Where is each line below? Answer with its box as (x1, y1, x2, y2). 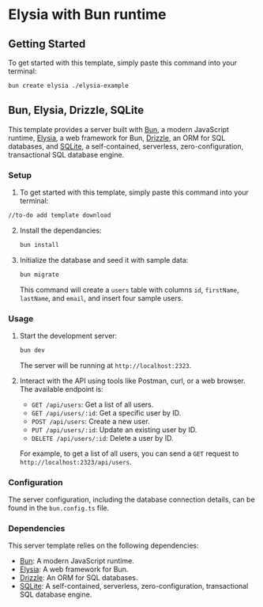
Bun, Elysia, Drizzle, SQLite (8, 104, 145, 117)
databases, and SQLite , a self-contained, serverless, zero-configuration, (8, 141, 244, 151)
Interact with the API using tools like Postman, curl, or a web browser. (19, 376, 246, 385)
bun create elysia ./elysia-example (8, 82, 129, 89)
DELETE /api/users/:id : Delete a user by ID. (31, 433, 174, 442)
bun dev (19, 346, 45, 354)
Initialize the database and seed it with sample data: (19, 255, 189, 264)
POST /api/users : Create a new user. (31, 416, 150, 426)
